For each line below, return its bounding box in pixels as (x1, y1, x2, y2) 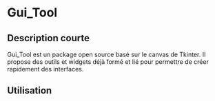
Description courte (7, 32, 90, 44)
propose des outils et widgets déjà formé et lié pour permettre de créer (7, 58, 209, 66)
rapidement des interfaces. (7, 65, 84, 73)
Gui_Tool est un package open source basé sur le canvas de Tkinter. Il (7, 50, 206, 58)
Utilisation (7, 85, 52, 97)
